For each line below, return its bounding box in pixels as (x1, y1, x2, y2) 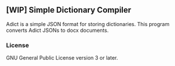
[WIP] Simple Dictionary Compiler (6, 5, 132, 15)
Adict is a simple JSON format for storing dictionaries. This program (6, 20, 170, 27)
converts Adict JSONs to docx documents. (6, 27, 109, 34)
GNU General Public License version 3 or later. (6, 54, 118, 61)
